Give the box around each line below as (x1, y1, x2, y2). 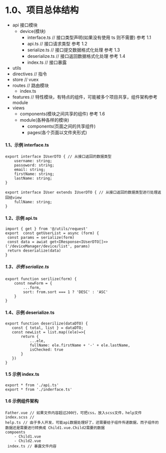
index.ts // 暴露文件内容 (7, 444, 57, 449)
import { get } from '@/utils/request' (5, 226, 88, 232)
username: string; (14, 158, 52, 163)
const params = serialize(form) (7, 235, 75, 240)
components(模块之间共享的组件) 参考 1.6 (19, 111, 105, 117)
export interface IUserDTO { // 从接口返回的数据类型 (5, 154, 112, 159)
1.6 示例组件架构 (5, 398, 39, 404)
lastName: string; (14, 176, 52, 181)
